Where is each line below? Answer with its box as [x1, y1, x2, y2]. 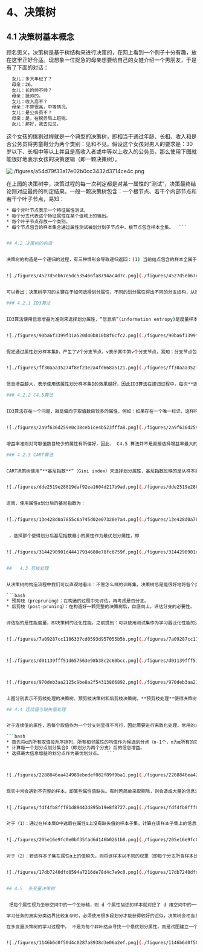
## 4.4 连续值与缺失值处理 [6, 706, 66, 712]
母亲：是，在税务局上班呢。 [11, 116, 71, 122]
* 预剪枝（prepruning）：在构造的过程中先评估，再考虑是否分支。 [6, 598, 149, 604]
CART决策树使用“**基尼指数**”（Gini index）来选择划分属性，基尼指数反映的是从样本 [6, 468, 195, 474]
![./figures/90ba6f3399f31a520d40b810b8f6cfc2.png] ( [6, 332, 142, 339]
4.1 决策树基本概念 [6, 31, 74, 42]
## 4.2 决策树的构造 [6, 240, 53, 246]
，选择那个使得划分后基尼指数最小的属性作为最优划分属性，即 [8, 533, 140, 539]
